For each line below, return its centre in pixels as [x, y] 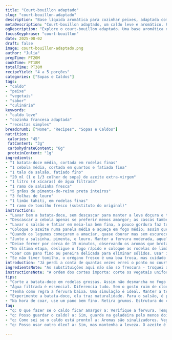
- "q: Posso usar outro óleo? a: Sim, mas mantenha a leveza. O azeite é [86, 325]
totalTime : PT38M [24, 67]
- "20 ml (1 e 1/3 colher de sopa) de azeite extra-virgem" [71, 177]
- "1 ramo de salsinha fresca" [39, 187]
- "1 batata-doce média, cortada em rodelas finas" [61, 163]
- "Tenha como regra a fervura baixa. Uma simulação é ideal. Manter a [83, 291]
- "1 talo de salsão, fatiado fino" [44, 172]
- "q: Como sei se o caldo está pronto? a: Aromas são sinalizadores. [82, 320]
